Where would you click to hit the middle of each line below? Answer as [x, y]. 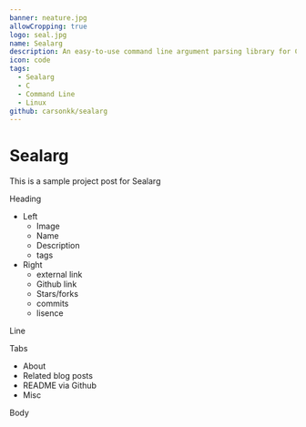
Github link [56, 284]
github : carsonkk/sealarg [58, 111]
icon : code [30, 60]
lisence [50, 313]
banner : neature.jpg [49, 18]
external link [59, 275]
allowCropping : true [49, 26]
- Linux [32, 102]
